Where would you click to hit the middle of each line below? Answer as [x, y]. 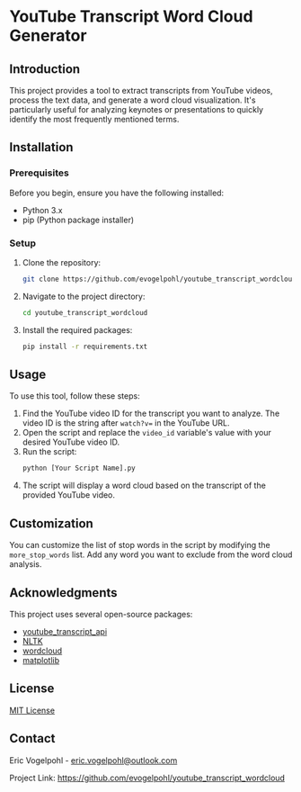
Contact [32, 738]
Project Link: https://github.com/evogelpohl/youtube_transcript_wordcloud [147, 778]
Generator [48, 36]
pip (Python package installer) [78, 220]
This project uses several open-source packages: [101, 614]
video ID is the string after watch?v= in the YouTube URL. [126, 423]
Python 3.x [42, 210]
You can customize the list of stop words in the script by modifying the [140, 545]
